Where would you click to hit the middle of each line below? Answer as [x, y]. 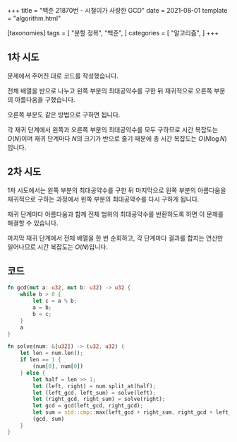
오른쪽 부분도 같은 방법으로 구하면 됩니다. [64, 115]
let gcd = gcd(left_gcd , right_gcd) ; [88, 406]
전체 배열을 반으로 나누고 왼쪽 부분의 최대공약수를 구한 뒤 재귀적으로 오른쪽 [110, 91]
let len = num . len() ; [51, 353]
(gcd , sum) [49, 419]
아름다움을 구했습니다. [45, 99]
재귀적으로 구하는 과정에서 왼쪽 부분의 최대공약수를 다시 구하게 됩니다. [103, 199]
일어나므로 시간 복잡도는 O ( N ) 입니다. [57, 247]
